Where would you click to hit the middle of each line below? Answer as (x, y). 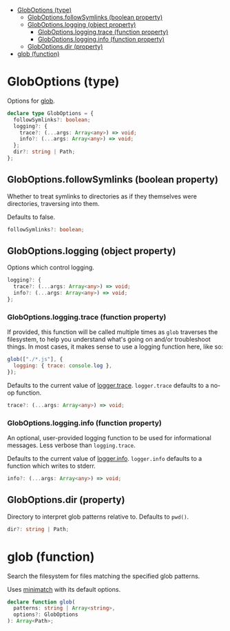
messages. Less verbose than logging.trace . (71, 445)
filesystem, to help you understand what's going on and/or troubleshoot (109, 340)
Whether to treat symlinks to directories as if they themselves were (102, 196)
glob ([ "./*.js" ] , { (35, 360)
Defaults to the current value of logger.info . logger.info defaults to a (105, 459)
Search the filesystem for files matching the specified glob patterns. (104, 576)
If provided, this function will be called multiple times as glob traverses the (113, 332)
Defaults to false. (31, 217)
